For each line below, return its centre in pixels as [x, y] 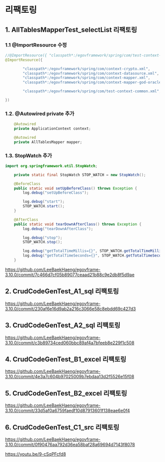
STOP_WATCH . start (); [44, 206]
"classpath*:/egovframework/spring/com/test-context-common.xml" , [92, 91]
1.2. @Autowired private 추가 [40, 113]
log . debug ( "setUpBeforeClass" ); [56, 193]
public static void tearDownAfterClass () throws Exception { [78, 224]
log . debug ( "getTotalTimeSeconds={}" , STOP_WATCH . [74, 256]
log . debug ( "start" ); [44, 202]
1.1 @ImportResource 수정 [36, 45]
